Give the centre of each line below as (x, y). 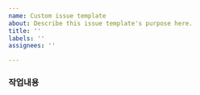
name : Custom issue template (57, 16)
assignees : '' (32, 46)
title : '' (25, 31)
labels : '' (27, 38)
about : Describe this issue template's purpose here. (101, 23)
